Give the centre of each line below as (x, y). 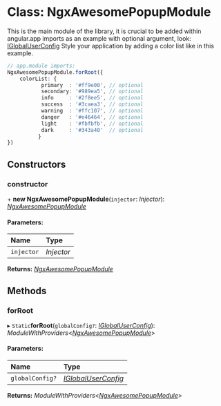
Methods (27, 291)
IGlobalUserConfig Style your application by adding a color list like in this (110, 46)
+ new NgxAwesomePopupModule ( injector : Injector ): (86, 199)
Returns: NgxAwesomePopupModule (60, 269)
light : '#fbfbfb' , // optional (92, 124)
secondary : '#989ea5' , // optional (92, 91)
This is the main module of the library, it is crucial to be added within (104, 31)
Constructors (37, 164)
